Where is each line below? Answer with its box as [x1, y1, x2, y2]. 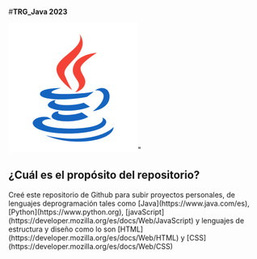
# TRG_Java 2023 [8, 7, 68, 16]
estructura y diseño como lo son [8, 224, 116, 234]
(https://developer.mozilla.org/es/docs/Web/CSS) [8, 241, 174, 251]
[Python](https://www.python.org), [8, 206, 124, 217]
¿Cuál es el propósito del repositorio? [8, 168, 200, 182]
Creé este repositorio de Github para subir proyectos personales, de [8, 189, 236, 199]
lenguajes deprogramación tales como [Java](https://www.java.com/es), [8, 198, 251, 208]
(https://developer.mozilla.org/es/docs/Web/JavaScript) [8, 215, 194, 225]
